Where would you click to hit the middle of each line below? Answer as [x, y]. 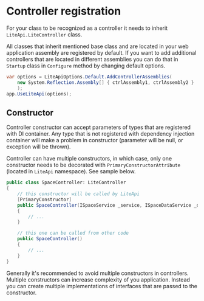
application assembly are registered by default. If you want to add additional [101, 52]
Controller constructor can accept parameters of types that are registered [99, 127]
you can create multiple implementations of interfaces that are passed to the [102, 286]
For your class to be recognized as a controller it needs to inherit [87, 28]
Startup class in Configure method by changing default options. [86, 66]
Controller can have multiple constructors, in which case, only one [89, 159]
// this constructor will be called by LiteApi [78, 194]
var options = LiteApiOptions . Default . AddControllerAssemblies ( [89, 77]
